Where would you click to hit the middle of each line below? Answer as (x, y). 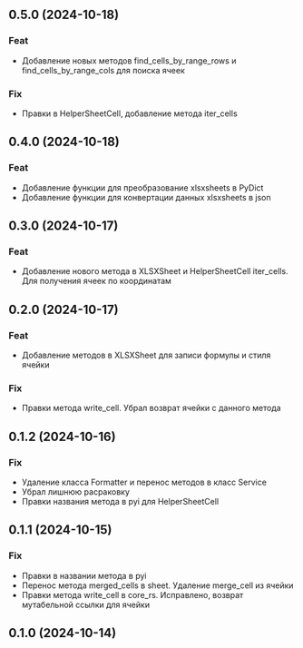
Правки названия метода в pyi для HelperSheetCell (120, 502)
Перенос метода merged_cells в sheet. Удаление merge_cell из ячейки (157, 585)
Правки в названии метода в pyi (84, 575)
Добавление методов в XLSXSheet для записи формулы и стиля (146, 355)
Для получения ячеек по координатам (96, 281)
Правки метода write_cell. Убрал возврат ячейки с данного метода (151, 408)
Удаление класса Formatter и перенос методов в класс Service (144, 482)
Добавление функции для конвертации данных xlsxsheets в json (146, 197)
